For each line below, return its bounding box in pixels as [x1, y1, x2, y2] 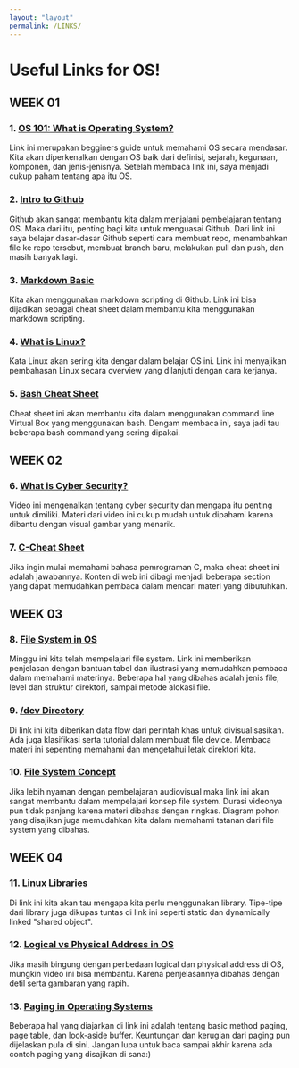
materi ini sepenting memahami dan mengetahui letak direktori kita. [9, 744, 257, 754]
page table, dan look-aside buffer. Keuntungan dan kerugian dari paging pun [9, 1030, 291, 1041]
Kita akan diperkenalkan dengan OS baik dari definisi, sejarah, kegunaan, [9, 152, 278, 163]
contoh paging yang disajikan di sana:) [9, 1049, 152, 1060]
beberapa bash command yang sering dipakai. [9, 426, 180, 438]
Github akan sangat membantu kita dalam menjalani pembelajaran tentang [9, 214, 282, 224]
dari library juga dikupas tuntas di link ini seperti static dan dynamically [9, 906, 270, 917]
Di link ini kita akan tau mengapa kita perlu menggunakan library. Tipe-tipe [9, 897, 283, 908]
